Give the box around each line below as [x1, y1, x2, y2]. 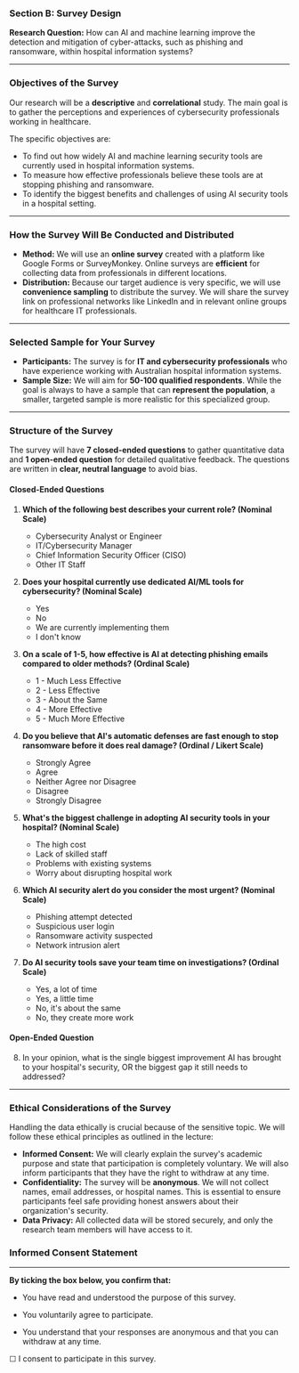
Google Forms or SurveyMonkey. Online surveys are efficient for [21, 257, 261, 269]
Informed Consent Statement [9, 1247, 138, 1259]
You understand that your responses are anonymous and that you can [21, 1327, 279, 1337]
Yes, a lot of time [35, 983, 98, 995]
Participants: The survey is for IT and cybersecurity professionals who [21, 356, 287, 367]
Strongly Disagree [35, 795, 102, 806]
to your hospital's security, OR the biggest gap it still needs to [21, 1061, 248, 1072]
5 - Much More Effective [35, 713, 125, 724]
